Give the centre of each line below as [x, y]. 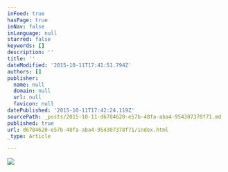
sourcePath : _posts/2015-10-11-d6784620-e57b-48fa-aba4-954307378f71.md [114, 117]
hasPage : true [28, 20]
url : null [27, 98]
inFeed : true [26, 14]
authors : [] [24, 71]
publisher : [23, 78]
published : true [30, 123]
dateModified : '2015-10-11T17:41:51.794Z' [69, 65]
